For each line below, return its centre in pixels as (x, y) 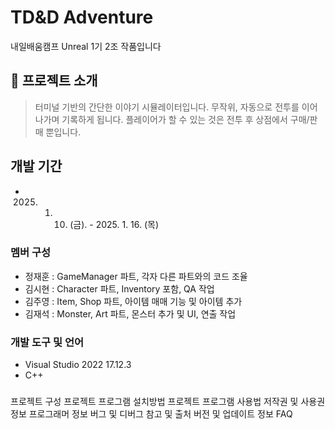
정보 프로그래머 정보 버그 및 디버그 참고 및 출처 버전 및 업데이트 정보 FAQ (151, 414)
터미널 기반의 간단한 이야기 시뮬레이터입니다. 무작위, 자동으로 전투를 (167, 107)
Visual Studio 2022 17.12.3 (78, 365)
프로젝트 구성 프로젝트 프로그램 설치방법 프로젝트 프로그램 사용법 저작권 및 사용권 (168, 402)
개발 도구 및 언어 (47, 342)
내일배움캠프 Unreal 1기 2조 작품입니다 (86, 46)
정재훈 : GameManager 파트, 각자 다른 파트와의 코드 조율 (136, 276)
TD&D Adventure (82, 17)
